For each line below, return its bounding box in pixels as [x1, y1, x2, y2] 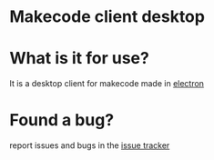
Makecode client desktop [9, 6, 205, 27]
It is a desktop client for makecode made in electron [9, 78, 205, 89]
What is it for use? [9, 48, 150, 69]
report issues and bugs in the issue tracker [9, 140, 170, 151]
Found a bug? [9, 110, 115, 131]
